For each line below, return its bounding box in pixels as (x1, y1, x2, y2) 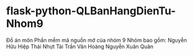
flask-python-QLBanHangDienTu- (6, 4, 176, 18)
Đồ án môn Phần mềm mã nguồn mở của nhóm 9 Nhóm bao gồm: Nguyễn (6, 36, 187, 43)
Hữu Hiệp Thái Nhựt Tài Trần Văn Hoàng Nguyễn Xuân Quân (6, 43, 154, 50)
